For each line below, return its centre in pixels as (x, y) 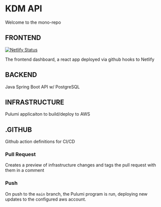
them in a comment (25, 170)
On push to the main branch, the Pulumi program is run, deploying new (76, 194)
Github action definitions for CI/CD (40, 142)
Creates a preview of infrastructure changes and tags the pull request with (81, 165)
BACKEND (21, 75)
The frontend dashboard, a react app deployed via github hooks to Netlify (80, 59)
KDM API (24, 9)
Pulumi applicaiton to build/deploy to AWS (48, 114)
